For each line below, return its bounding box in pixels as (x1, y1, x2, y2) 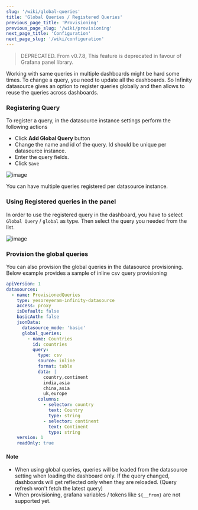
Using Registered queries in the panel (6, 197, 116, 206)
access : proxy (17, 303, 51, 309)
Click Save (14, 160, 40, 167)
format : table (37, 363, 73, 369)
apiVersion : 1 (6, 281, 41, 287)
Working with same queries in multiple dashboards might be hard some (6, 70, 180, 77)
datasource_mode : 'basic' (21, 324, 86, 331)
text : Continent (48, 424, 89, 430)
